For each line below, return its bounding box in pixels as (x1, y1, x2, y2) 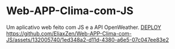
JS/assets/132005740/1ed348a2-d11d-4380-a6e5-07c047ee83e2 (6, 36, 169, 43)
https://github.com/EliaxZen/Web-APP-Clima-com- (6, 30, 132, 37)
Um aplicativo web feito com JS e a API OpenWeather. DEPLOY (6, 24, 161, 31)
